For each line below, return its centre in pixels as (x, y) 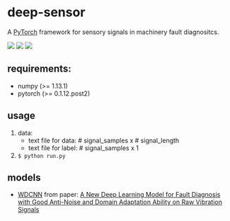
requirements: (40, 69)
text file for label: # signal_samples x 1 (84, 148)
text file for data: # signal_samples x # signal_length (104, 140)
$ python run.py (41, 156)
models (24, 177)
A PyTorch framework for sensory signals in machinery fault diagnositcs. (113, 32)
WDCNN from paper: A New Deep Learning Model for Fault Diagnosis (119, 195)
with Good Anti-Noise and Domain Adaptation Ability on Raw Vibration (120, 202)
